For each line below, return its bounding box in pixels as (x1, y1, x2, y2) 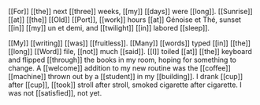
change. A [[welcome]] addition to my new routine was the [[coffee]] (8, 63, 231, 73)
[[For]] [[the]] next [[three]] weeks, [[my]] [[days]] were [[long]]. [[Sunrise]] (8, 7, 254, 16)
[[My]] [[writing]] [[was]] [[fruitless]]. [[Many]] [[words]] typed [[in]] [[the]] (8, 38, 251, 48)
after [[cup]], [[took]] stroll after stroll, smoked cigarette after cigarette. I (8, 80, 242, 89)
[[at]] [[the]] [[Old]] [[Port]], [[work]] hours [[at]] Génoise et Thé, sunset (8, 15, 242, 24)
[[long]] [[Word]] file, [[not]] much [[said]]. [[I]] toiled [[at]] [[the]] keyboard (8, 47, 252, 56)
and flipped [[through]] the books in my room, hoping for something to (8, 55, 236, 64)
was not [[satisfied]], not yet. (8, 89, 102, 97)
